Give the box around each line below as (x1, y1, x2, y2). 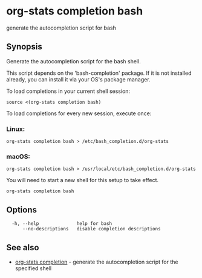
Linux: (6, 125, 25, 133)
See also (6, 242, 39, 253)
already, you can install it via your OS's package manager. (6, 75, 151, 83)
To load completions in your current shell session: (6, 87, 131, 95)
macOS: (6, 152, 30, 160)
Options (6, 204, 37, 215)
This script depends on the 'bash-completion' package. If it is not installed (6, 69, 192, 77)
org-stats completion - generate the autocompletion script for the (15, 258, 178, 265)
